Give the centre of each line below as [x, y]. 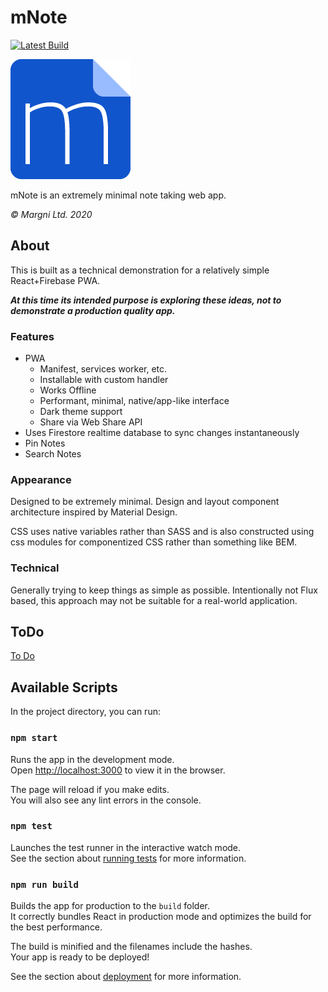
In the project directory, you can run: [85, 712]
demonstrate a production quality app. [93, 310]
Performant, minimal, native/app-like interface [134, 401]
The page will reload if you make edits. [90, 789]
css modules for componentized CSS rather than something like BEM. [154, 542]
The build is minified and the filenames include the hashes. [131, 947]
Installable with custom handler [104, 380]
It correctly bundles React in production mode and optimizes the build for [161, 917]
